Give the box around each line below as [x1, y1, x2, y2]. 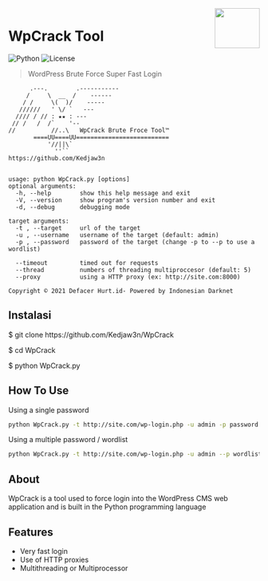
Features [8, 525, 53, 539]
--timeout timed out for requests [15, 259, 159, 267]
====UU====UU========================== [33, 133, 170, 141]
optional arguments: [8, 182, 77, 190]
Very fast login [19, 546, 68, 555]
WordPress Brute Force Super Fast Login [27, 69, 162, 78]
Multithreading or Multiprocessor [19, 563, 128, 573]
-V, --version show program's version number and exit [15, 196, 216, 204]
